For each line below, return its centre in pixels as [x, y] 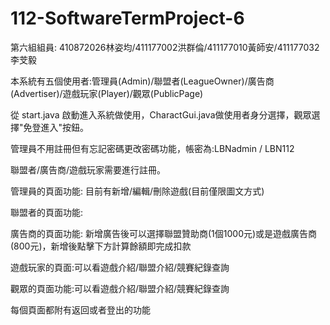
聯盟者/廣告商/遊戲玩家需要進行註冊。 [88, 169]
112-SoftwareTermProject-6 [127, 18]
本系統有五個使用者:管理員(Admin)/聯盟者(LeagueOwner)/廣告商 [142, 81]
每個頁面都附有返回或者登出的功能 [80, 309]
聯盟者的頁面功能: [47, 212]
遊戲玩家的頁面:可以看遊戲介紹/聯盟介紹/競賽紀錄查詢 [120, 267]
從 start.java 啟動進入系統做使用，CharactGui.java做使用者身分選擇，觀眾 [161, 114]
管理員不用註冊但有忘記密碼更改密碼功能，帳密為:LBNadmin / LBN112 [152, 148]
